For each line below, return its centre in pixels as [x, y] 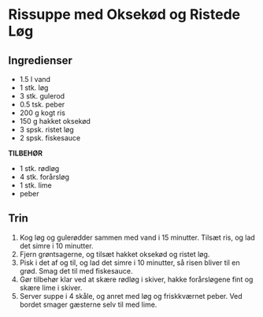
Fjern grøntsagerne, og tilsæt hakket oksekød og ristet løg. [115, 254]
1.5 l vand [35, 79]
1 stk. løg [34, 88]
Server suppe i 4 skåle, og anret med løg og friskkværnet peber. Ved [131, 296]
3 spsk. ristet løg [47, 129]
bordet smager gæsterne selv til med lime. [88, 304]
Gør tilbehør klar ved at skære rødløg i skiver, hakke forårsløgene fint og [136, 279]
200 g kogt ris [42, 113]
